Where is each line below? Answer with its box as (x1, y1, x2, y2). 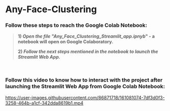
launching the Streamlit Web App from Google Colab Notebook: (5, 83, 165, 90)
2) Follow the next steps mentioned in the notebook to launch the (17, 48, 158, 54)
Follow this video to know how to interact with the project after (5, 76, 163, 84)
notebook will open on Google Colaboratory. (17, 39, 114, 45)
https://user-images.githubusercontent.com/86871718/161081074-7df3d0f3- (5, 94, 165, 100)
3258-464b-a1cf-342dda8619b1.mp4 (5, 100, 84, 106)
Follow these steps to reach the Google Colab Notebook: (5, 22, 148, 29)
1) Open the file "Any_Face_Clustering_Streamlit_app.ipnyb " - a (17, 33, 155, 39)
